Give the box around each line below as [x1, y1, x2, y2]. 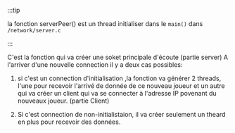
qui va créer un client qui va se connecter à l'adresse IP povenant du [17, 89, 217, 97]
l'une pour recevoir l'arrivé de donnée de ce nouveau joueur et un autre [17, 82, 225, 90]
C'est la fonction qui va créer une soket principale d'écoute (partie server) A [7, 53, 229, 61]
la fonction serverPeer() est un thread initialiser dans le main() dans [7, 20, 203, 27]
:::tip [7, 6, 20, 14]
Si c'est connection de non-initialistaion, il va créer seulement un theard [17, 110, 226, 118]
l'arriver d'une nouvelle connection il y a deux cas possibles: [7, 61, 183, 69]
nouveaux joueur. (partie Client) [17, 96, 110, 105]
